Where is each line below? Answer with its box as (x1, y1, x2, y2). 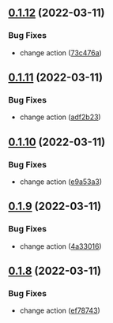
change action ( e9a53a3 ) (19, 177, 103, 186)
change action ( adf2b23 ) (19, 112, 101, 122)
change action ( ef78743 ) (19, 306, 100, 315)
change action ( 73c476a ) (19, 47, 103, 58)
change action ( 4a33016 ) (19, 241, 102, 251)
